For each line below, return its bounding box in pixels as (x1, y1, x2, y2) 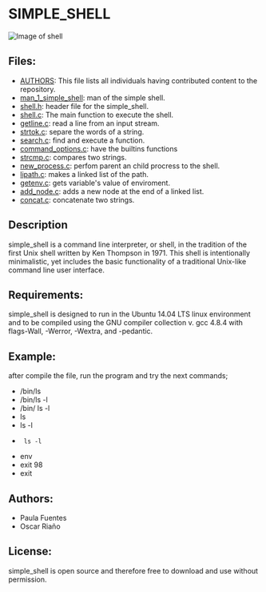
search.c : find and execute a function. (19, 135, 145, 145)
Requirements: (8, 288, 84, 301)
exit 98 (19, 460, 43, 469)
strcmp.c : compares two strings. (19, 152, 127, 162)
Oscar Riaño (19, 522, 62, 531)
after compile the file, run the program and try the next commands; (8, 371, 228, 381)
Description (8, 218, 68, 232)
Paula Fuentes (19, 513, 67, 522)
